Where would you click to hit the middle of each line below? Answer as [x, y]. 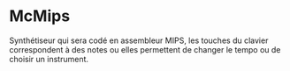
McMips [40, 16]
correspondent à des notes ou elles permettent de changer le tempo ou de [145, 49]
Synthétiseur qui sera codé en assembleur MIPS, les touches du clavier [139, 40]
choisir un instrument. [49, 59]
